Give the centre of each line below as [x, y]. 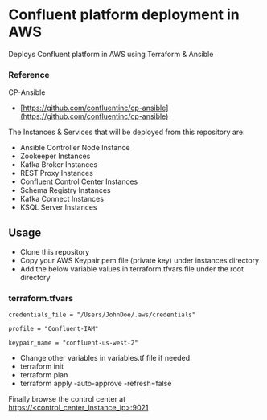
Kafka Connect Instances [62, 199]
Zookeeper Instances [55, 156]
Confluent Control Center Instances [79, 181]
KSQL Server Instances [58, 207]
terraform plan [44, 375]
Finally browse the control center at [67, 399]
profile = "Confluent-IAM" [53, 329]
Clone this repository [55, 252]
